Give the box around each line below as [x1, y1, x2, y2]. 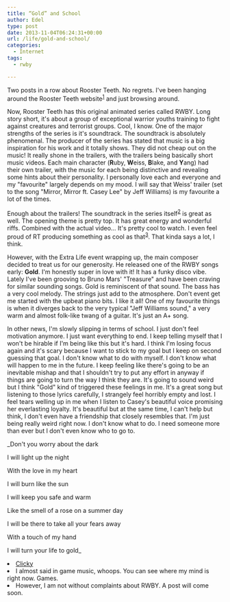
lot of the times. [7, 195, 51, 203]
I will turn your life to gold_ [7, 546, 82, 554]
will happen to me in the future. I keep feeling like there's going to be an [7, 361, 209, 369]
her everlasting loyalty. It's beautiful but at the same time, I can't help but [7, 405, 214, 413]
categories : [7, 42, 41, 49]
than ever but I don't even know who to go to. [7, 426, 136, 435]
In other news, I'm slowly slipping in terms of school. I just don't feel [7, 324, 199, 333]
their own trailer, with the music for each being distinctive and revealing [7, 166, 209, 174]
